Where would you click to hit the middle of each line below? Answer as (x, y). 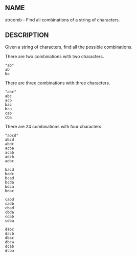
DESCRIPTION (27, 35)
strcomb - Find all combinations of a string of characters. (63, 20)
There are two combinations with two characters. (55, 56)
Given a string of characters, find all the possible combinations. (69, 47)
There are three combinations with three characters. (57, 83)
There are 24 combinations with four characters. (54, 126)
